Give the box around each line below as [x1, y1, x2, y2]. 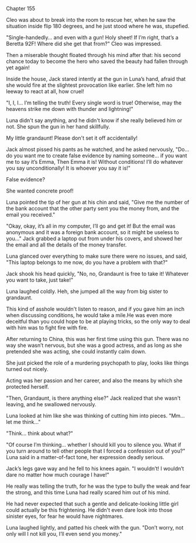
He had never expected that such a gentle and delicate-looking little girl [6, 500, 179, 507]
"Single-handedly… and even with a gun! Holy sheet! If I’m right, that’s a [6, 34, 178, 41]
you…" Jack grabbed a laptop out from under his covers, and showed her [6, 235, 183, 242]
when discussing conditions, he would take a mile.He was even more [6, 312, 173, 319]
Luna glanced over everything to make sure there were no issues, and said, [6, 252, 187, 259]
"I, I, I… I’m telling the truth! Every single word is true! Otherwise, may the [6, 99, 182, 106]
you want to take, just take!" [6, 276, 74, 284]
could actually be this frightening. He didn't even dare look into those [6, 507, 173, 513]
